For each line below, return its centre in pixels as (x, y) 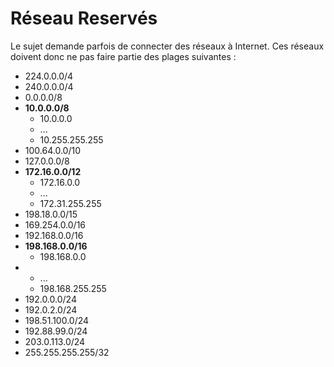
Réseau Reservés (84, 18)
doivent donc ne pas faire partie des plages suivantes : (123, 56)
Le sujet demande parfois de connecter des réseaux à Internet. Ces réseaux (167, 46)
